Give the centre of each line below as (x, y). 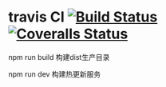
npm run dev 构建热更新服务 (55, 74)
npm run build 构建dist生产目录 (59, 57)
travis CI (37, 17)
